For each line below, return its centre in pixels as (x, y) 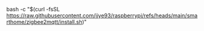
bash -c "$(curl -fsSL (33, 9)
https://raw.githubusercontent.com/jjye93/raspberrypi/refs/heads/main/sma (102, 15)
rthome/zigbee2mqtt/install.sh (44, 22)
